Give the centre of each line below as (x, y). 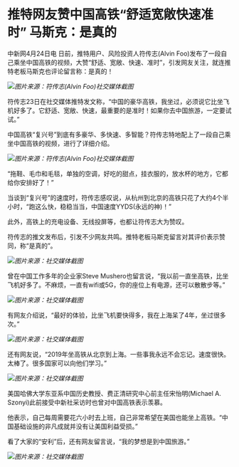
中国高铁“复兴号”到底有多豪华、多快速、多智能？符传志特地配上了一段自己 (116, 134)
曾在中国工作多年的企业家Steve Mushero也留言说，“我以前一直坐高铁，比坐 (118, 276)
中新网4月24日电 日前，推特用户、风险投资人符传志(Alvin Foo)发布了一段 (114, 53)
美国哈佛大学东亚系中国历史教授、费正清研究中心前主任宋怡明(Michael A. (115, 393)
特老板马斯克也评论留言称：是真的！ (60, 71)
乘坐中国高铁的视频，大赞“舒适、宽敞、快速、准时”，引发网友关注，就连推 (122, 62)
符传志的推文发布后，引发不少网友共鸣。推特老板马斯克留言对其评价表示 (113, 236)
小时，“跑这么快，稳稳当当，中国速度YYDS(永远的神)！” (90, 206)
